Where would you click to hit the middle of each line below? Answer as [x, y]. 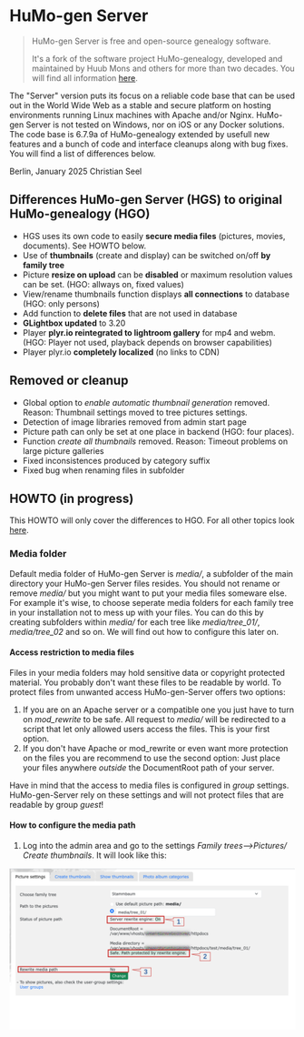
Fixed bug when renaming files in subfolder [103, 470]
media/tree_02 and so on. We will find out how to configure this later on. [144, 631]
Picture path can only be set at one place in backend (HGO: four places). [158, 431]
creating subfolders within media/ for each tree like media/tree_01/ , [135, 622]
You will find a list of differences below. [83, 153]
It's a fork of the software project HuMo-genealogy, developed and [157, 58]
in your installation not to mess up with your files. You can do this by [137, 612]
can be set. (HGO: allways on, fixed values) [103, 284]
